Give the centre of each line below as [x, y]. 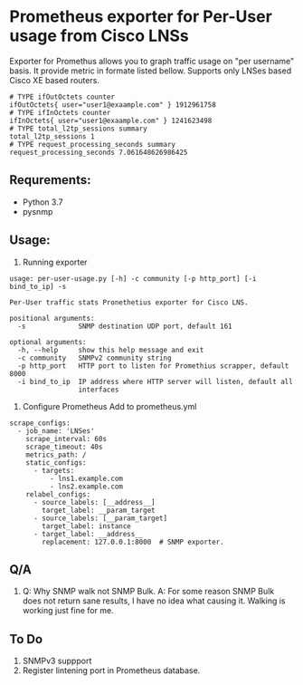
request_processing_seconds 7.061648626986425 [99, 152]
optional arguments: [48, 342]
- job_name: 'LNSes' [56, 431]
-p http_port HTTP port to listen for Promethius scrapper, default [153, 366]
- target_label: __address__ [88, 534]
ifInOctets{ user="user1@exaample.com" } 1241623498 [111, 121]
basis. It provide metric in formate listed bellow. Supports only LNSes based [151, 71]
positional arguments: [52, 318]
